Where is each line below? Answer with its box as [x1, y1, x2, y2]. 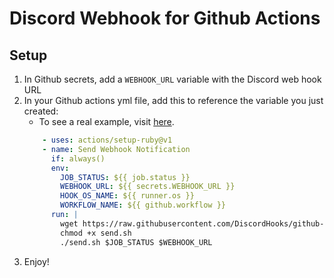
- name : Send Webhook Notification [42, 144, 191, 154]
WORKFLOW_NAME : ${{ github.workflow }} [60, 200, 226, 211]
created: [23, 105, 59, 117]
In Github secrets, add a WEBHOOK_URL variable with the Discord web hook [23, 73, 322, 85]
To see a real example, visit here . [38, 116, 175, 127]
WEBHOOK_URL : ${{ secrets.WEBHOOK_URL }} [60, 182, 236, 192]
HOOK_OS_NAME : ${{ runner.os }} [60, 191, 195, 201]
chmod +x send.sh [60, 228, 132, 238]
